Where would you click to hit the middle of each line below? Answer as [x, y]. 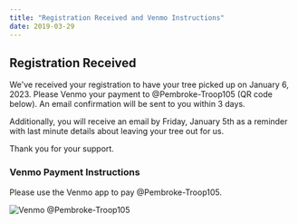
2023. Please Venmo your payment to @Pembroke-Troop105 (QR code [141, 94]
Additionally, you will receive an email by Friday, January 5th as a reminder [149, 122]
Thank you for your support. [62, 149]
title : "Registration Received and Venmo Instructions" [117, 18]
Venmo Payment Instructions [75, 172]
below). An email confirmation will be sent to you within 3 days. [128, 104]
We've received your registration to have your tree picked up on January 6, [149, 85]
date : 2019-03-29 [42, 26]
